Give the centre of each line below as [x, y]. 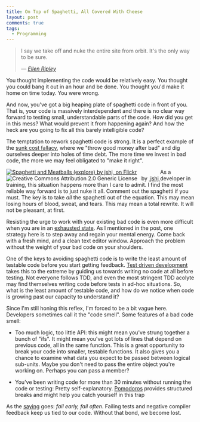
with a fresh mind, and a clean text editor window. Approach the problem [96, 241]
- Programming [29, 34]
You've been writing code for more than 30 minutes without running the [103, 382]
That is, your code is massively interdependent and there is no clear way [96, 111]
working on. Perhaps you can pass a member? [72, 371]
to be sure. [34, 57]
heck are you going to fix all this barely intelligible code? [75, 130]
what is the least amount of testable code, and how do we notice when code [100, 291]
